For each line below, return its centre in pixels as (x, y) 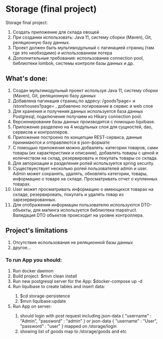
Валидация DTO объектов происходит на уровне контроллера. (78, 215)
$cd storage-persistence (45, 296)
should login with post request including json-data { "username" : (86, 316)
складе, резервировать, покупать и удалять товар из (68, 194)
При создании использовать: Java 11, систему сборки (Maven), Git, (82, 37)
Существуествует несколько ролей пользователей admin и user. (80, 168)
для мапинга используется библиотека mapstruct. (85, 210)
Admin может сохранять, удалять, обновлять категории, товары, (80, 173)
